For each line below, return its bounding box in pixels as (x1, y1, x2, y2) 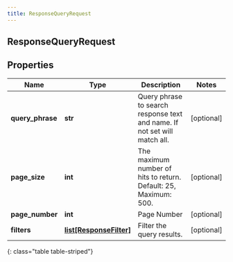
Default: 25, (137, 181, 177, 191)
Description (141, 80, 181, 89)
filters (10, 225, 31, 234)
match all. (137, 134, 170, 144)
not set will (137, 126, 173, 136)
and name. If (137, 117, 179, 127)
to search (137, 100, 169, 110)
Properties (7, 60, 54, 71)
